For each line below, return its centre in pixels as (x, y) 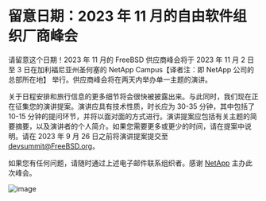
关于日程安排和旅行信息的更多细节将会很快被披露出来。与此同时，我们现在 (130, 96)
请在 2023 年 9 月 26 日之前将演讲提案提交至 (95, 136)
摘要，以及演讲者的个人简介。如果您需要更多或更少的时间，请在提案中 (129, 126)
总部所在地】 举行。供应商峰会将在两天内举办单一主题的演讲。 (110, 79)
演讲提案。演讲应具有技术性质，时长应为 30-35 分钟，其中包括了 (149, 106)
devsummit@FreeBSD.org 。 (54, 146)
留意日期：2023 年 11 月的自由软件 (121, 16)
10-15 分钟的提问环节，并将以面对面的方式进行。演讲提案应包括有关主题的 (129, 116)
